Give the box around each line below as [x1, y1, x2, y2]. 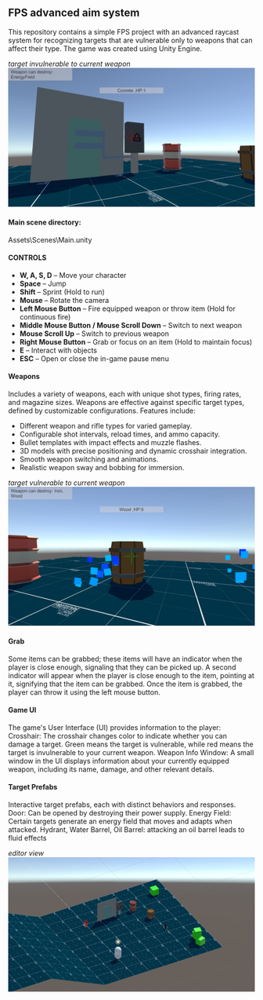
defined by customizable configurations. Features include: [8, 406, 196, 415]
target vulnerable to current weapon [8, 478, 125, 487]
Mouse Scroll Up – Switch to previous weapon [19, 329, 170, 338]
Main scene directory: [8, 217, 81, 227]
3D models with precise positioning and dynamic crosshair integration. [19, 446, 247, 455]
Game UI [8, 706, 37, 715]
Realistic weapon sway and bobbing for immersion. [19, 462, 185, 472]
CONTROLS [8, 253, 47, 262]
